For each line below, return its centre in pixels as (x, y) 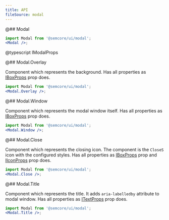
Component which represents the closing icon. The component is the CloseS (84, 149)
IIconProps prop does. (28, 160)
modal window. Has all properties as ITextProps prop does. (66, 199)
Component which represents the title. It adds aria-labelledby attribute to (82, 194)
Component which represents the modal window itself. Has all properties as (84, 111)
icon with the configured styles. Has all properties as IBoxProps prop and (81, 155)
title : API (17, 10)
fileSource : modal (24, 15)
